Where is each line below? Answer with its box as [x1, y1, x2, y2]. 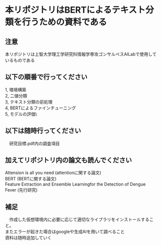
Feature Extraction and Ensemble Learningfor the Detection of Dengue [5, 181, 146, 187]
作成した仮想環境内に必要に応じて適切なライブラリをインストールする [9, 217, 149, 223]
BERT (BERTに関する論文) [5, 176, 57, 182]
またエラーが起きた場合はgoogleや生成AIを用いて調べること [5, 229, 125, 235]
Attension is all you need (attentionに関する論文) [5, 170, 102, 175]
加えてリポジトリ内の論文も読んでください [5, 156, 132, 164]
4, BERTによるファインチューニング [5, 105, 76, 111]
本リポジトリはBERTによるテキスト [5, 4, 145, 16]
